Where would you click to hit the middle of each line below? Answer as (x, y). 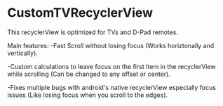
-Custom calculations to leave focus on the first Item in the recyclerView (111, 66)
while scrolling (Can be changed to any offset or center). (89, 74)
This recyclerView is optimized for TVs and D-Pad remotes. (93, 32)
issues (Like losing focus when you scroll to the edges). (88, 95)
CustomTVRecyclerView (80, 13)
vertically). (23, 53)
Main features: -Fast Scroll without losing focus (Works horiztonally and (111, 45)
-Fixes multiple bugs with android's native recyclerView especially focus (111, 87)
